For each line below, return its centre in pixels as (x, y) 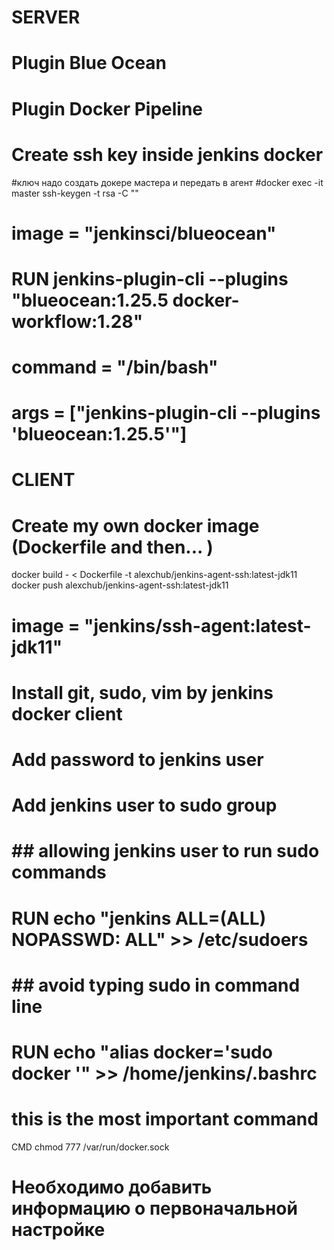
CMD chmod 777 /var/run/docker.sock (90, 1147)
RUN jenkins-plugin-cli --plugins (150, 278)
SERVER (46, 17)
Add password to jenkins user (137, 759)
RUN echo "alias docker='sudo (142, 1052)
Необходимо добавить (112, 1187)
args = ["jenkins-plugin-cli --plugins (166, 413)
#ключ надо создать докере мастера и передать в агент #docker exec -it (167, 182)
